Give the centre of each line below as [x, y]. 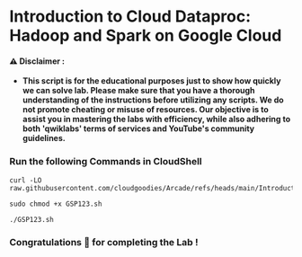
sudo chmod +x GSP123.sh [56, 204]
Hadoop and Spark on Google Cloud [146, 35]
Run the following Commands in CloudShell [106, 162]
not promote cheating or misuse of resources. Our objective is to [146, 110]
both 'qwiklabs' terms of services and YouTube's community [138, 128]
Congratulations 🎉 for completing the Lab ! [104, 242]
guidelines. [44, 138]
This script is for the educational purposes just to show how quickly [151, 81]
